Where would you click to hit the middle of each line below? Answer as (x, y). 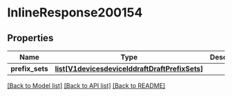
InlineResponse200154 (75, 13)
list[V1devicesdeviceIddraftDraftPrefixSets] (129, 69)
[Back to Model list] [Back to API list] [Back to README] (86, 86)
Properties (30, 38)
